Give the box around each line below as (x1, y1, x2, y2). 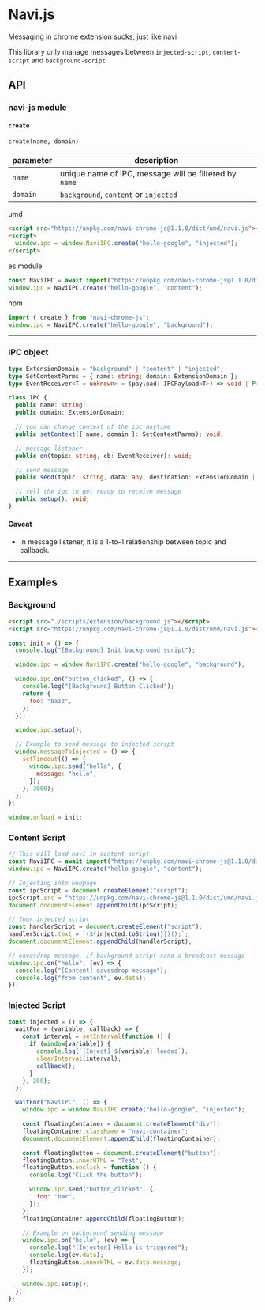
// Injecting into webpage (8, 879, 97, 887)
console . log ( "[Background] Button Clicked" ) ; (22, 683, 175, 691)
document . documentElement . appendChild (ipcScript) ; (8, 901, 178, 909)
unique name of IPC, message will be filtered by (60, 168, 237, 180)
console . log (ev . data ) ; (28, 1251, 104, 1259)
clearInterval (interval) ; (36, 1054, 122, 1062)
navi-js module (8, 102, 67, 113)
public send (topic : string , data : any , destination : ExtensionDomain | (15, 473, 256, 482)
